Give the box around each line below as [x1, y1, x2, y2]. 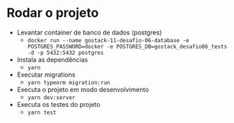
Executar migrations [16, 70, 76, 79]
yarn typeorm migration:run [27, 79, 110, 86]
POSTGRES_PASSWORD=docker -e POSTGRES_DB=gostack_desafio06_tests [27, 43, 228, 50]
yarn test [27, 109, 57, 116]
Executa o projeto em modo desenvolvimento [16, 85, 149, 93]
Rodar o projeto [6, 5, 99, 21]
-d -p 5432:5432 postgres [27, 49, 104, 56]
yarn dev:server [27, 93, 76, 101]
